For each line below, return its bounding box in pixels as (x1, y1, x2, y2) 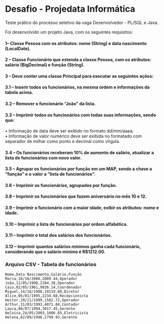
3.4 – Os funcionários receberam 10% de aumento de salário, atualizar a (5, 149, 154, 155)
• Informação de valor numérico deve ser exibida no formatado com (5, 133, 142, 139)
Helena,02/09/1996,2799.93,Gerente (5, 315, 78, 320)
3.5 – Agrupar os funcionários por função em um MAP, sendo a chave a (5, 166, 152, 172)
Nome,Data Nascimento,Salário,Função (5, 272, 82, 277)
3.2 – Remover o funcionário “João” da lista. (5, 100, 96, 106)
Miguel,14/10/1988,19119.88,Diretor (5, 289, 80, 294)
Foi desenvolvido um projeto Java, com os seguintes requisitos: (5, 29, 133, 35)
